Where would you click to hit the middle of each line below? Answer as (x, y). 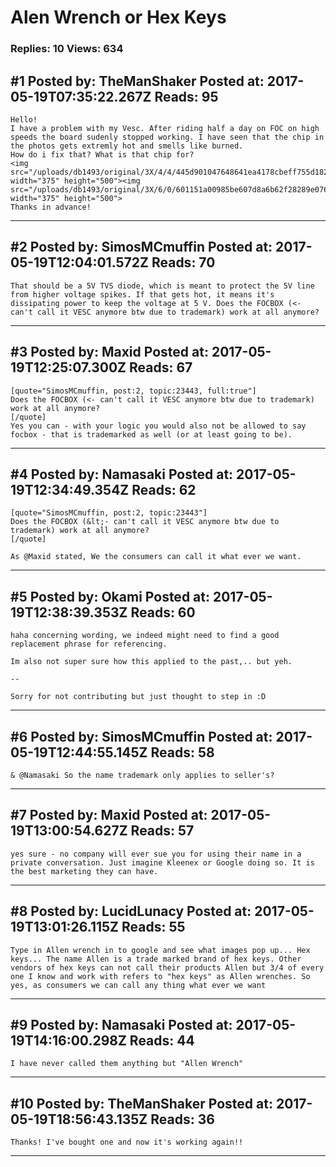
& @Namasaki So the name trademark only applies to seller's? (142, 775)
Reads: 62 (164, 489)
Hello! (24, 119)
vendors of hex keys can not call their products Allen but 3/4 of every (167, 967)
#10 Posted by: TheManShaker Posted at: (141, 1103)
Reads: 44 (162, 1040)
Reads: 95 (186, 96)
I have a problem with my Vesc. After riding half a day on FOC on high (165, 128)
